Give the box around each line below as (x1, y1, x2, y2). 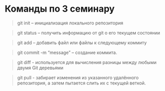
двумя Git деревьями (17, 65, 64, 71)
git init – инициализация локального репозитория (17, 20, 123, 26)
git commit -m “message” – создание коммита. (17, 49, 117, 55)
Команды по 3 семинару (5, 3, 115, 15)
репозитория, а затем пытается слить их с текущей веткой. (17, 80, 146, 86)
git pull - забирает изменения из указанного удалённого (17, 74, 139, 80)
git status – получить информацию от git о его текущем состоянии (17, 29, 160, 36)
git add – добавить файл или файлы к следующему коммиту (17, 39, 147, 46)
